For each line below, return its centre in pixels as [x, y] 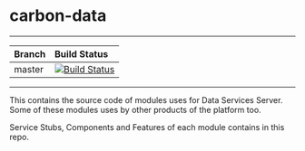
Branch [30, 53]
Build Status [81, 53]
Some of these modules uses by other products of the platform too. [135, 109]
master [29, 69]
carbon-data [58, 16]
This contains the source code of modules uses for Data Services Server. [146, 99]
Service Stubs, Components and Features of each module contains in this [147, 127]
